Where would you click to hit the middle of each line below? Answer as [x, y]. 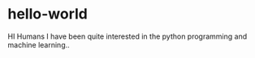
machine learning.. [39, 44]
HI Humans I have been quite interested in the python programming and [127, 36]
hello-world [48, 14]
